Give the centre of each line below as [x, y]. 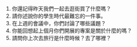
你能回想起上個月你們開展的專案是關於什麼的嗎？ [72, 31]
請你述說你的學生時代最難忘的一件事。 [59, 16]
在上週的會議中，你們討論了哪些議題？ [59, 23]
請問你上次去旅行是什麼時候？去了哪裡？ [61, 38]
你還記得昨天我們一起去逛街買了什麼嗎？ [61, 9]
